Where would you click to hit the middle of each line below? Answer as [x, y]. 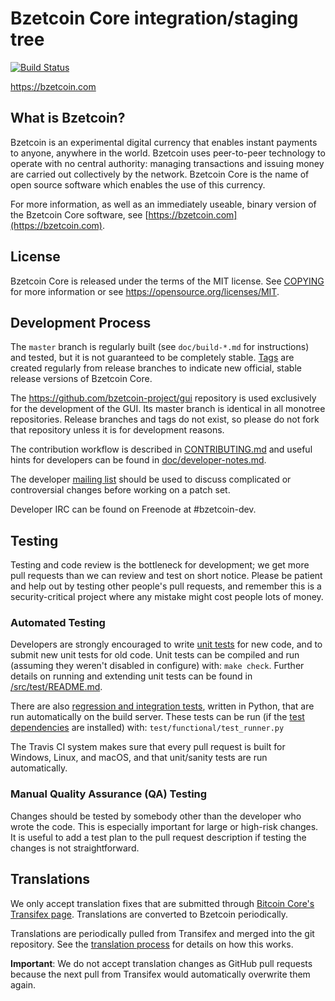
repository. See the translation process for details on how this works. [152, 944]
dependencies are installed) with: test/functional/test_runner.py [147, 728]
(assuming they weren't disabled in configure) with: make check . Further [157, 666]
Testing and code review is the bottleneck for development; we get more [160, 565]
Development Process [81, 322]
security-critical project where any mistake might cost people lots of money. [167, 597]
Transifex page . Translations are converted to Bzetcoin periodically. [149, 914]
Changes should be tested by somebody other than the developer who [156, 816]
